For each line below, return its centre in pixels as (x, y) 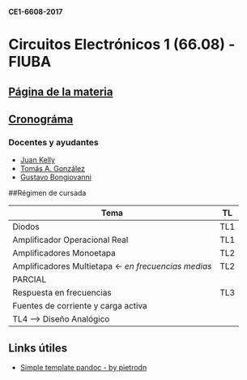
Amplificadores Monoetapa (64, 253)
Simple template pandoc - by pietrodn (83, 368)
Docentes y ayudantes (53, 142)
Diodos (26, 227)
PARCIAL (30, 279)
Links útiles (38, 348)
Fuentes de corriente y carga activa (80, 306)
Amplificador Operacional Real (70, 240)
